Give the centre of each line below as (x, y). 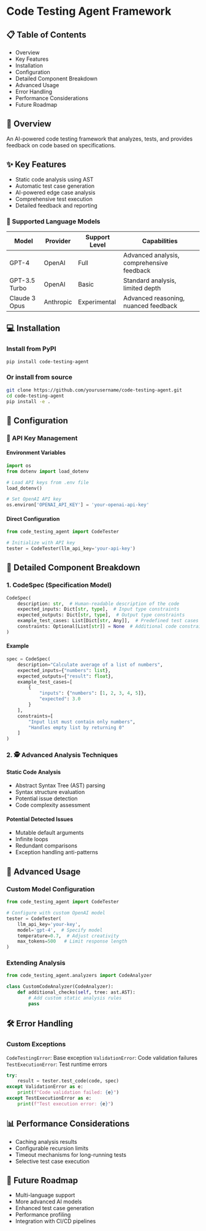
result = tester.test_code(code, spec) (68, 1081)
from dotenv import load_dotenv (48, 471)
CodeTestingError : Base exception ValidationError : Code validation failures (102, 1057)
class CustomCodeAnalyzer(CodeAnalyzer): (60, 987)
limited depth (142, 288)
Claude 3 (22, 298)
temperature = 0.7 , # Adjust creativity (68, 936)
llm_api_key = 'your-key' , (49, 924)
